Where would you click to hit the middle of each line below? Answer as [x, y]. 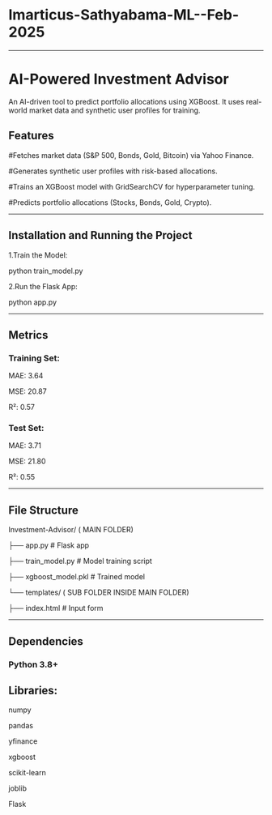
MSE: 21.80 [27, 461]
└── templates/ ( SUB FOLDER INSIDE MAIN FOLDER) [99, 592]
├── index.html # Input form [56, 608]
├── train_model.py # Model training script [80, 561]
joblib [17, 788]
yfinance [23, 741]
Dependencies [46, 641]
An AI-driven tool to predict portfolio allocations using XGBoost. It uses [126, 101]
